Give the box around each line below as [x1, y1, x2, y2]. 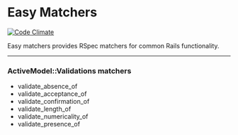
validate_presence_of [17, 120, 80, 129]
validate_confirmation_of [17, 97, 90, 106]
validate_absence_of [17, 82, 78, 91]
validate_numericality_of [17, 112, 89, 121]
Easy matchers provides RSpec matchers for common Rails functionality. [7, 41, 220, 50]
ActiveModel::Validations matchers [7, 65, 132, 75]
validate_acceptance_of [17, 90, 87, 98]
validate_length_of [17, 104, 72, 114]
